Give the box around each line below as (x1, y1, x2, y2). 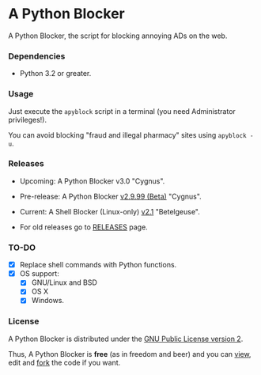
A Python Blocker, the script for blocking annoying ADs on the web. (8, 31, 228, 40)
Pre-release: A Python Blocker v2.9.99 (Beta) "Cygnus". (19, 191, 202, 201)
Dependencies (8, 51, 66, 62)
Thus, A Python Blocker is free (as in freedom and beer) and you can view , (8, 349, 252, 358)
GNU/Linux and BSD (31, 278, 97, 287)
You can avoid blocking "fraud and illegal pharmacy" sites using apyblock (8, 130, 247, 139)
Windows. (31, 296, 65, 305)
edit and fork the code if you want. (8, 358, 121, 367)
